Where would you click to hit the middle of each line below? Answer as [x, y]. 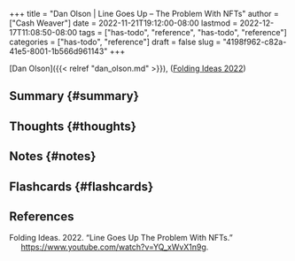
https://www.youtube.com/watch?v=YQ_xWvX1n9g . [115, 247]
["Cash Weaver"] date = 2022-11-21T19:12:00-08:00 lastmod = [124, 23]
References [42, 216]
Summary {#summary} [74, 96]
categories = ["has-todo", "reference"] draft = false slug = [115, 42]
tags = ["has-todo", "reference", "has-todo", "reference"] [183, 32]
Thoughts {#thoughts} [73, 126]
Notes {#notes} [53, 156]
